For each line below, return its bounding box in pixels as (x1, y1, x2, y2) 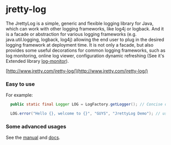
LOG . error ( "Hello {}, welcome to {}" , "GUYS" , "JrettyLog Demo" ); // (10, 111, 160, 116)
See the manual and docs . (6, 134, 60, 140)
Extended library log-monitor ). (6, 58, 69, 64)
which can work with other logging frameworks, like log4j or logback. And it (6, 25, 164, 31)
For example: (6, 92, 33, 98)
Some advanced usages (6, 123, 66, 130)
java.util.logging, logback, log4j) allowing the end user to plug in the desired (6, 37, 164, 43)
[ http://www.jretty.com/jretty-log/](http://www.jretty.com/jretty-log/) (6, 67, 148, 74)
